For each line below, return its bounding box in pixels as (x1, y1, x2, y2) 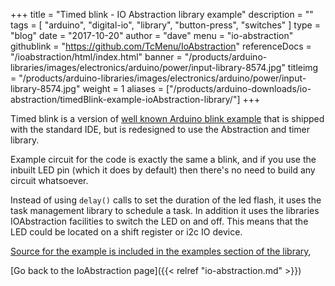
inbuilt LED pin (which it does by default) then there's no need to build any (10, 164, 316, 176)
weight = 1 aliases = (82, 83, 165, 94)
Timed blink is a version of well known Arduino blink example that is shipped (10, 113, 325, 124)
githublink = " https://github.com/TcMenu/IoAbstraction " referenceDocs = (10, 40, 312, 52)
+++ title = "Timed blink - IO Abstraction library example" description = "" (10, 9, 314, 20)
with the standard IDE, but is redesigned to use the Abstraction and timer (10, 124, 311, 135)
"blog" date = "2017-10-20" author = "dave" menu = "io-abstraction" (10, 30, 294, 41)
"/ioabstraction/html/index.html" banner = (10, 51, 183, 63)
